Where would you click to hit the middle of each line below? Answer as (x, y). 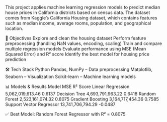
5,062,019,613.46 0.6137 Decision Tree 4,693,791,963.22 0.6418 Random (80, 94)
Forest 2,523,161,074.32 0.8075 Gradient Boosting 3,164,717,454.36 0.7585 (82, 99)
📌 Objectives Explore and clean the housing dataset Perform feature (76, 38)
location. (14, 28)
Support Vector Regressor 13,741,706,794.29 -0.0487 (60, 104)
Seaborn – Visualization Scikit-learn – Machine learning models (70, 76)
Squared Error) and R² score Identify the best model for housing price (77, 54)
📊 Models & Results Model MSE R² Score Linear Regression (67, 86)
